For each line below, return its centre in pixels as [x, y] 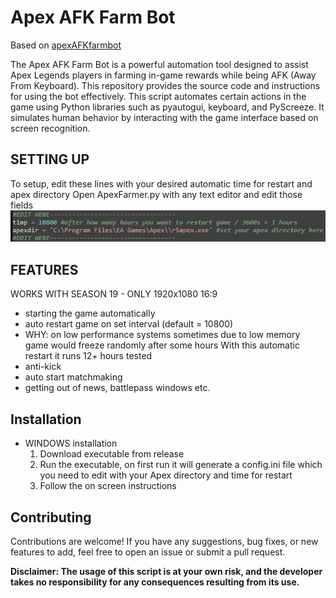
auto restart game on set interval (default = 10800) [129, 324]
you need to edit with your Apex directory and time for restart [166, 475]
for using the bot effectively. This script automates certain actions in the [158, 96]
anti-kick [43, 367]
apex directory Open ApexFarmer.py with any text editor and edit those [156, 194]
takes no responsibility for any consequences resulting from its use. [155, 582]
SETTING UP [50, 159]
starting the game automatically [90, 313]
